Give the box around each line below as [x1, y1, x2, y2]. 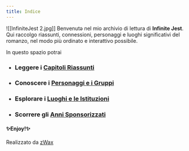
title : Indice [6, 8, 41, 15]
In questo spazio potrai [6, 48, 62, 56]
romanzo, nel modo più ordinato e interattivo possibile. [6, 37, 138, 44]
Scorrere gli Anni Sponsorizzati [14, 110, 106, 119]
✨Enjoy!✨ [6, 125, 31, 132]
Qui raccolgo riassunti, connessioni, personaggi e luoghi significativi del [6, 31, 180, 38]
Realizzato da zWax [6, 139, 54, 146]
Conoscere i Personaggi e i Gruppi [14, 79, 114, 87]
